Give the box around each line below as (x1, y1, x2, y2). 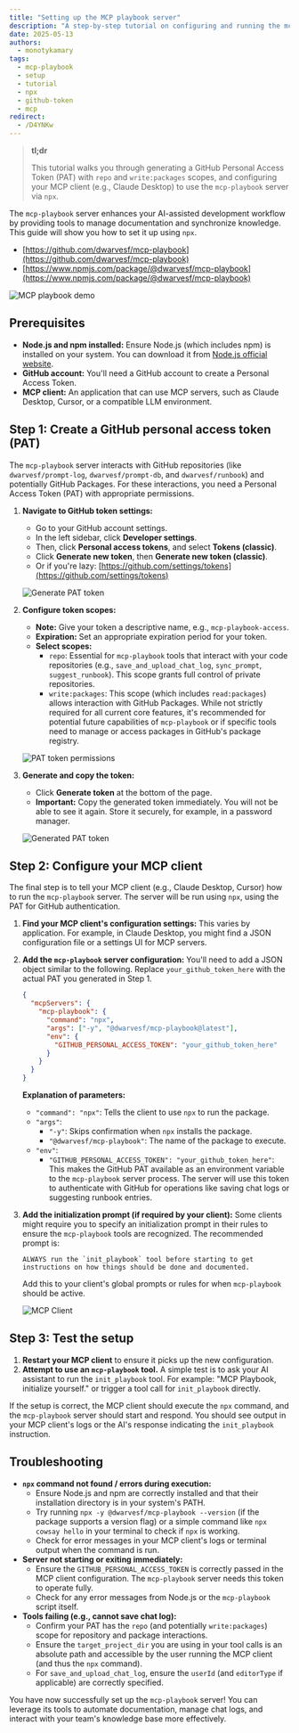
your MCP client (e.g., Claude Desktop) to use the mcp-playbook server (30, 182, 289, 192)
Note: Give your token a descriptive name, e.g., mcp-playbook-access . (35, 621, 289, 633)
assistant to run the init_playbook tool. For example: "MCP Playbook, (21, 1373, 277, 1384)
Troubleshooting (9, 1454, 104, 1470)
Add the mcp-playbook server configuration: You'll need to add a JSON (21, 954, 283, 965)
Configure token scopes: (21, 604, 117, 615)
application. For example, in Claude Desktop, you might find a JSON (21, 928, 271, 938)
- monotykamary (17, 46, 74, 55)
